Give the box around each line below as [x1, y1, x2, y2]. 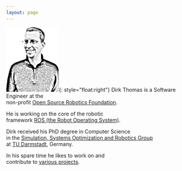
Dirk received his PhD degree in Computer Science [6, 128, 130, 135]
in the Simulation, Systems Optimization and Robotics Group [6, 134, 153, 141]
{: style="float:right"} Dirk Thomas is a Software [59, 86, 176, 93]
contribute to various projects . [6, 158, 80, 165]
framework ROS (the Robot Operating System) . [6, 116, 121, 124]
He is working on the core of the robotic [6, 110, 104, 117]
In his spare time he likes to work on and [6, 151, 105, 159]
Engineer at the [6, 92, 43, 99]
